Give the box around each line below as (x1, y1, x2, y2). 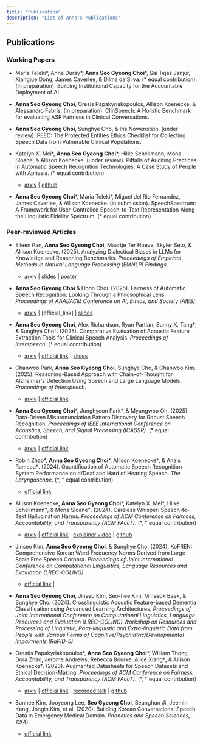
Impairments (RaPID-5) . (15, 638, 75, 645)
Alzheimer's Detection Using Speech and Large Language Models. (15, 377, 182, 385)
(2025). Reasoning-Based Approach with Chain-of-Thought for (15, 371, 173, 378)
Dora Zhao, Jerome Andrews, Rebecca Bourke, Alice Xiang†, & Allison (15, 656, 190, 663)
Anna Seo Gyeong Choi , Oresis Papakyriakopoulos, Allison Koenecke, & (15, 101, 196, 108)
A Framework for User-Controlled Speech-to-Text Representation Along (15, 206, 196, 213)
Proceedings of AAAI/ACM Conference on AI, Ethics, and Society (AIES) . (15, 297, 198, 305)
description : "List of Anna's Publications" (6, 15, 121, 21)
